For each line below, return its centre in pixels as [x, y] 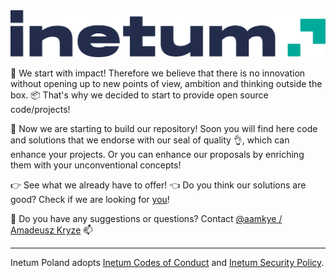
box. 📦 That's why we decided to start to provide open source [139, 95]
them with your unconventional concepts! [96, 165]
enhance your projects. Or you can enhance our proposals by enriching [157, 155]
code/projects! [40, 110]
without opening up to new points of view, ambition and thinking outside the [166, 84]
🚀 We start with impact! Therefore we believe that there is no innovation [158, 73]
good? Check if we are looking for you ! [90, 200]
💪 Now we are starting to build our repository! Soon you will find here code [164, 129]
